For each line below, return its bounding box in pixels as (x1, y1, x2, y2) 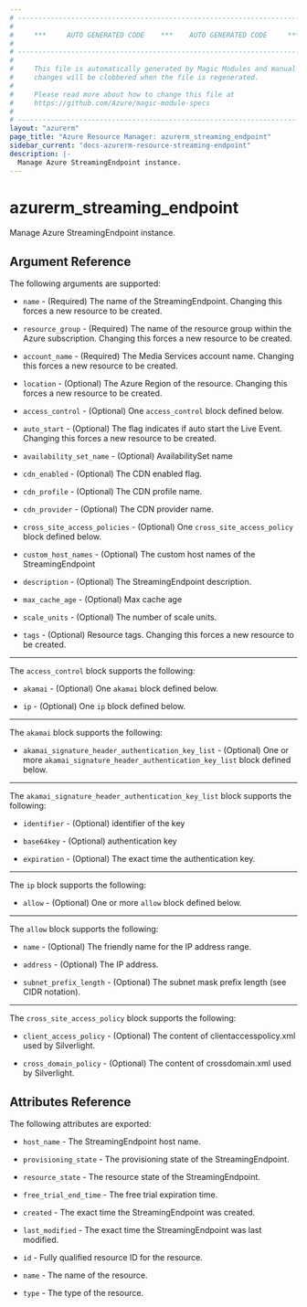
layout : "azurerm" (9, 124, 79, 133)
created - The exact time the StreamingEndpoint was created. (22, 1207, 256, 1218)
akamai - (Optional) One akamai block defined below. (22, 683, 219, 695)
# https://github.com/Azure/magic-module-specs (9, 98, 210, 108)
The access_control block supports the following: (9, 665, 196, 676)
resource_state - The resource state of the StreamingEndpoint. (22, 1172, 260, 1183)
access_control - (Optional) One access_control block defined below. (22, 406, 284, 417)
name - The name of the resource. (22, 1270, 148, 1280)
